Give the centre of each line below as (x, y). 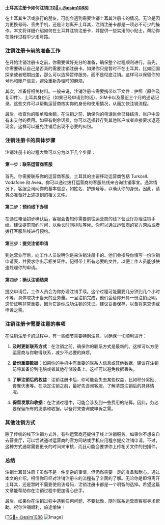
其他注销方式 (20, 422)
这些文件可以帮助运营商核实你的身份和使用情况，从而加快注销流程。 (82, 104)
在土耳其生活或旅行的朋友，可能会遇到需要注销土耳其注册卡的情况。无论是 (80, 18)
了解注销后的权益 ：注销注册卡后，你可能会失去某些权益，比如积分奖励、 (85, 380)
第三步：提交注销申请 (27, 243)
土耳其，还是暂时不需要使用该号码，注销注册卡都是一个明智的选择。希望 (78, 485)
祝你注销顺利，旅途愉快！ (39, 507)
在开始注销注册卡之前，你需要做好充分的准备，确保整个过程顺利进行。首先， (82, 62)
